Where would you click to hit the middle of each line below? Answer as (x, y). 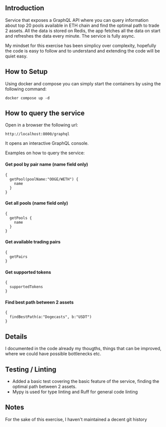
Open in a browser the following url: (42, 125)
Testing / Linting (31, 369)
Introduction (25, 8)
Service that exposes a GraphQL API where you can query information (77, 20)
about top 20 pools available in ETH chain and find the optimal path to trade (82, 25)
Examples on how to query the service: (45, 153)
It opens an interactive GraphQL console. (47, 143)
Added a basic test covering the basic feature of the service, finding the (86, 381)
